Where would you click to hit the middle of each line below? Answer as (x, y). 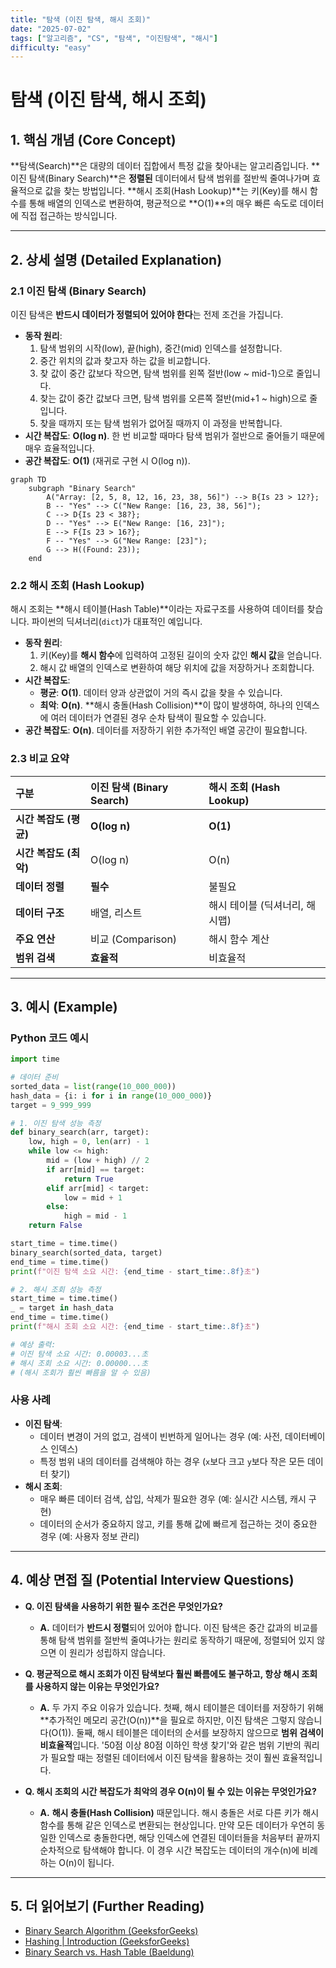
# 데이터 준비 (34, 1077)
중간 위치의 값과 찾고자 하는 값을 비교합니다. (125, 360)
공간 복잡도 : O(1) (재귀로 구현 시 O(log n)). (107, 460)
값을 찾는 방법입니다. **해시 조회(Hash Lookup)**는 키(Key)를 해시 (176, 191)
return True (88, 1179)
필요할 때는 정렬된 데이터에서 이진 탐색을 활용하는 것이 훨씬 (165, 1757)
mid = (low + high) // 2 (98, 1161)
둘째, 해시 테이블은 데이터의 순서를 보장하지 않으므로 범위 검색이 (200, 1732)
